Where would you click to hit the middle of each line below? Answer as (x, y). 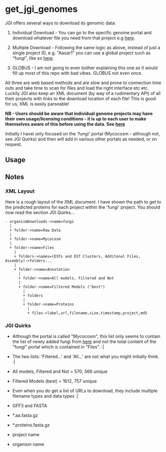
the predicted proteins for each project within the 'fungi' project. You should (83, 207)
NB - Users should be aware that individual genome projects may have (79, 113)
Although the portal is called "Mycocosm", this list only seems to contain (86, 337)
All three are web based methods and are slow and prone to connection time (83, 83)
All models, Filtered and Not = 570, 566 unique (60, 371)
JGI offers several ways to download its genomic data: (61, 23)
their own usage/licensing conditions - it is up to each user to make (76, 118)
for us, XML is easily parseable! (37, 104)
